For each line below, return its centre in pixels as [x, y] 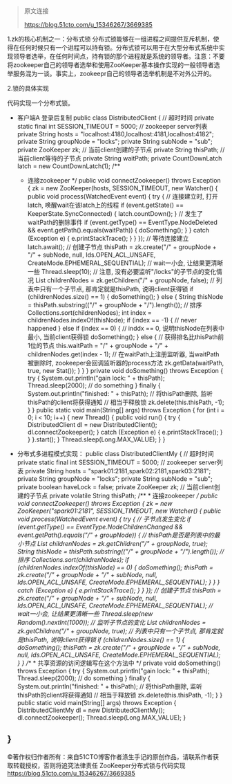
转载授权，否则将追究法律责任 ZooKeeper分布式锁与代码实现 [99, 765]
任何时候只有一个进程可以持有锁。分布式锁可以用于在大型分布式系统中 [119, 47]
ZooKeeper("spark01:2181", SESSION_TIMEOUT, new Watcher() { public [119, 511]
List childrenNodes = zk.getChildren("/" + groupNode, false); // [125, 280]
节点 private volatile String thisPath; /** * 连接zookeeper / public [127, 495]
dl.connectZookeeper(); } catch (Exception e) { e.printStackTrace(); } [125, 432]
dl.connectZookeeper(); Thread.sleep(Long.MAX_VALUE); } [101, 718]
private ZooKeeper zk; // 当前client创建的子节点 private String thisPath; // [121, 149]
